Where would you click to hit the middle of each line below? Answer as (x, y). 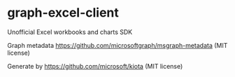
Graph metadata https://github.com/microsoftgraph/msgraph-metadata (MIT (117, 45)
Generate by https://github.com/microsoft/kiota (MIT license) (95, 66)
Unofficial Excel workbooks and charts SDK (70, 32)
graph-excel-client (63, 13)
